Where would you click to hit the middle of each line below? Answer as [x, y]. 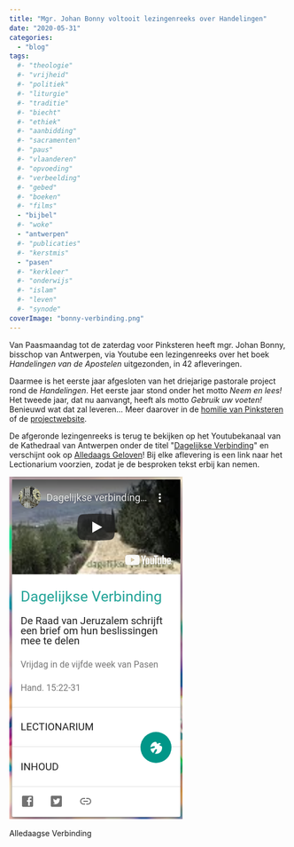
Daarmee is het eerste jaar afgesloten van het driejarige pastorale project [143, 381]
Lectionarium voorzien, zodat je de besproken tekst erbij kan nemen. [134, 464]
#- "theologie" [45, 66]
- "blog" [33, 47]
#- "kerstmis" [43, 253]
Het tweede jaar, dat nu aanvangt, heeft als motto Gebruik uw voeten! [136, 400]
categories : [31, 37]
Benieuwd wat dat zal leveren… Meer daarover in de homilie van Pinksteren [147, 409]
